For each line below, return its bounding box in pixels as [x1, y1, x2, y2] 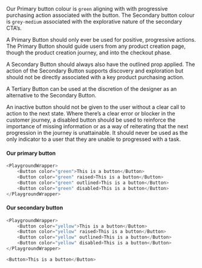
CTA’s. [6, 24, 22, 31]
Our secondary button [6, 204, 64, 211]
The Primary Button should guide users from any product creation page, [6, 42, 186, 50]
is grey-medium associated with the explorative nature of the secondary [6, 18, 183, 25]
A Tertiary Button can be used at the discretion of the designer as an [6, 85, 177, 93]
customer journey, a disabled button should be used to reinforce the [6, 116, 176, 123]
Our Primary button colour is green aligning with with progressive [6, 5, 168, 12]
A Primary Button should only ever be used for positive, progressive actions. [6, 36, 197, 43]
